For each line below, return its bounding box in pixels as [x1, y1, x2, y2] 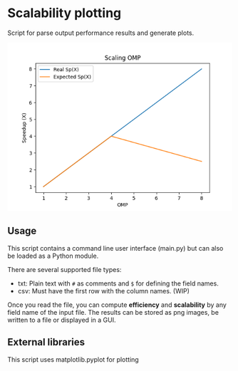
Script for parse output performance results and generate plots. [7, 28, 195, 37]
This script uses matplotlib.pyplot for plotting [7, 355, 139, 364]
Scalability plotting [7, 5, 122, 21]
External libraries [7, 336, 86, 348]
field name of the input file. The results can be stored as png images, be [7, 308, 219, 316]
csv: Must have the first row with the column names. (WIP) [17, 286, 190, 295]
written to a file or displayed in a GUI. [7, 315, 116, 324]
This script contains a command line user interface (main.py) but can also [7, 244, 224, 252]
